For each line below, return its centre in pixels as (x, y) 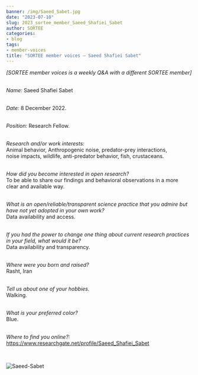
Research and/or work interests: (45, 143)
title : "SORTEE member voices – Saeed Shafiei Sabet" (74, 56)
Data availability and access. (41, 216)
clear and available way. (35, 186)
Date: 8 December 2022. (36, 108)
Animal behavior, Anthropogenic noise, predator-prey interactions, (87, 150)
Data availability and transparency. (48, 247)
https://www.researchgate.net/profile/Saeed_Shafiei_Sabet (78, 343)
